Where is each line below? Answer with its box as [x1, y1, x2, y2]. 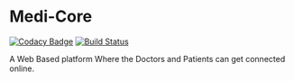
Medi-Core [9, 6, 93, 27]
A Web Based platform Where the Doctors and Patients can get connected [9, 53, 286, 64]
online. [9, 63, 34, 74]
